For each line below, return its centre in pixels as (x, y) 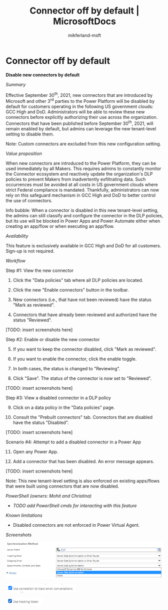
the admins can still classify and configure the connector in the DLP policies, (84, 215)
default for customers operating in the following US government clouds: (80, 106)
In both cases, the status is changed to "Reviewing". (66, 368)
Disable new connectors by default (43, 75)
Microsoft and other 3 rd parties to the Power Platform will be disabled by (80, 101)
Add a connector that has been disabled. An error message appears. (83, 461)
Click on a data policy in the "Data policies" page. (64, 407)
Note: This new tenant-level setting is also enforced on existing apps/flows (82, 481)
